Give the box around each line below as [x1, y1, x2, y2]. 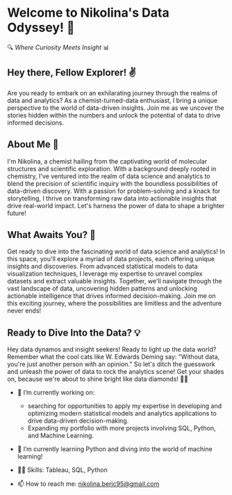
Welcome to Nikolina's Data [7, 5, 169, 21]
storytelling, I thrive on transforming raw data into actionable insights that [7, 194, 217, 203]
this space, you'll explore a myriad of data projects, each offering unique [7, 255, 215, 263]
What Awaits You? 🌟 [7, 228, 96, 241]
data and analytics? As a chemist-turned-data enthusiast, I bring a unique [7, 96, 217, 104]
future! [7, 209, 26, 217]
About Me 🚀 [7, 139, 59, 150]
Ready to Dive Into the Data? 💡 [7, 327, 141, 338]
